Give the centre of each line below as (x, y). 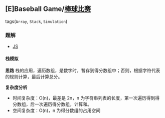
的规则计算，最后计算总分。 (34, 77)
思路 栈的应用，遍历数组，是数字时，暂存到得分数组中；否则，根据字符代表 (83, 70)
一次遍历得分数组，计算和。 (63, 104)
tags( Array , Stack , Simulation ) (36, 21)
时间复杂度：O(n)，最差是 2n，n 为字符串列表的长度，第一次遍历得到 (84, 98)
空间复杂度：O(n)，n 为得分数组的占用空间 (56, 110)
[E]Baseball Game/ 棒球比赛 (48, 9)
